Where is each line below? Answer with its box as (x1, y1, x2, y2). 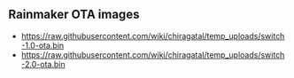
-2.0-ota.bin (20, 58, 66, 69)
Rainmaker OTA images (8, 7, 140, 22)
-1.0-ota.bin (20, 40, 65, 51)
